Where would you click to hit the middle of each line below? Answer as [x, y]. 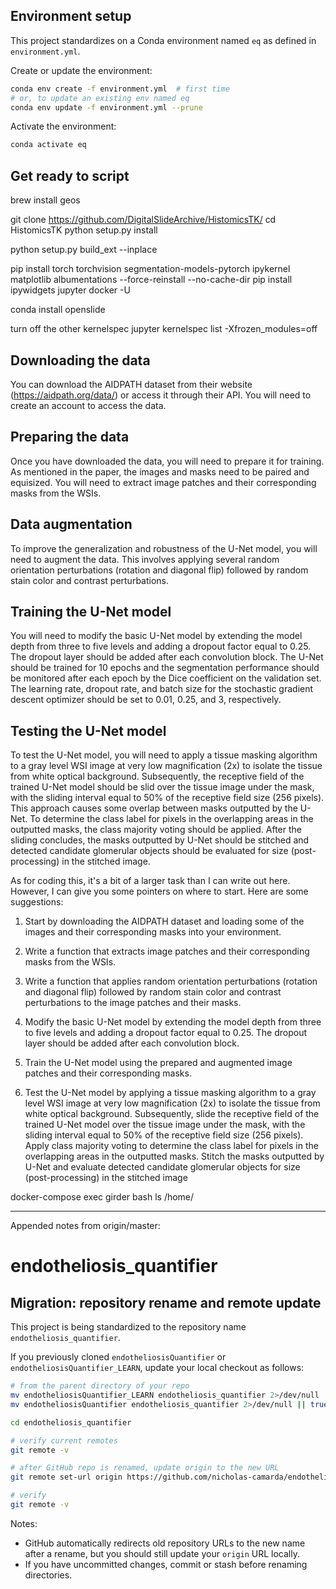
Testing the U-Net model [88, 730]
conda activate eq [48, 145]
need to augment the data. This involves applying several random [145, 559]
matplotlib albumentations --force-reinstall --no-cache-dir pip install [151, 280]
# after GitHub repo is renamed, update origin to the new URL [145, 1468]
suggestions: [37, 902]
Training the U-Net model [91, 611]
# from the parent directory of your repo [100, 1386]
